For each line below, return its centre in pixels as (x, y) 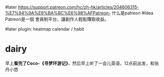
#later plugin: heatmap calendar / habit (45, 29)
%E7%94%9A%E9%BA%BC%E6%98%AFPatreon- (58, 13)
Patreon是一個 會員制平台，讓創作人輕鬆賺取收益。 (57, 19)
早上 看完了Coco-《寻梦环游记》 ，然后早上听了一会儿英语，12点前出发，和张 (82, 63)
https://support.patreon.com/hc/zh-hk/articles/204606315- (79, 7)
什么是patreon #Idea (133, 13)
